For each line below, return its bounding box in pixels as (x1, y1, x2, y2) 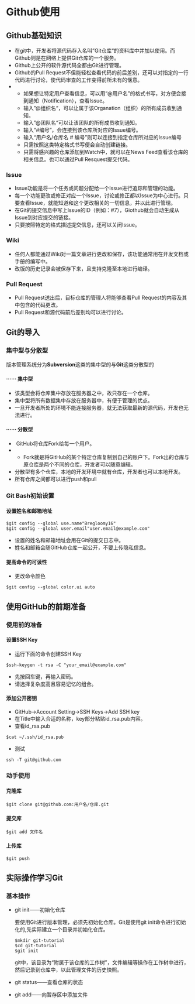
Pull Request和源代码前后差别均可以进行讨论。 (14, 309, 127, 316)
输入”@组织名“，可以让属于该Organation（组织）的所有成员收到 (23, 105, 177, 111)
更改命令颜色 (14, 573, 46, 580)
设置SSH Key (6, 636, 38, 643)
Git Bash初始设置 (6, 491, 54, 499)
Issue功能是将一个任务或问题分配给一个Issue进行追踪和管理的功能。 (14, 185, 179, 192)
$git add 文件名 (6, 829, 43, 835)
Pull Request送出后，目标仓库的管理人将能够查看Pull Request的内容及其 (14, 294, 187, 301)
